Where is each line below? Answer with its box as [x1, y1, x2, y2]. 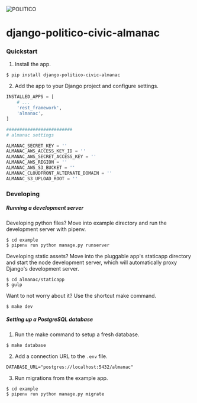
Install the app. [14, 61, 51, 68]
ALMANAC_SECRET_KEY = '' [6, 142, 67, 149]
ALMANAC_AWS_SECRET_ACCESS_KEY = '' [6, 154, 96, 160]
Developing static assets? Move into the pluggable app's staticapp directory [6, 252, 191, 259]
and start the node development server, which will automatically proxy [6, 259, 177, 266]
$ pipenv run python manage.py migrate [6, 391, 105, 397]
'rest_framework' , [17, 105, 62, 111]
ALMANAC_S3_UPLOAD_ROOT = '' [6, 175, 78, 181]
